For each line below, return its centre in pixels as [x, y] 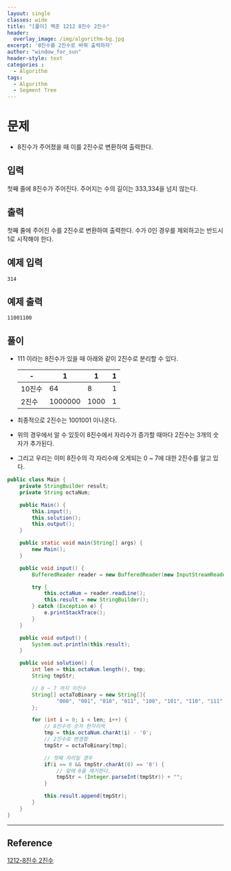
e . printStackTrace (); [75, 613]
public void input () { [52, 568]
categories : [26, 65]
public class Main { [37, 480]
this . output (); [54, 524]
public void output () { [54, 638]
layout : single [29, 13]
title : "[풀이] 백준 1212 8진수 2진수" [58, 26]
